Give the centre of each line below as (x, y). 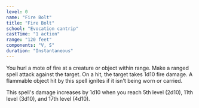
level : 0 (17, 12)
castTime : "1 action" (33, 34)
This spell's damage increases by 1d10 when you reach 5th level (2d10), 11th (99, 92)
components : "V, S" (30, 46)
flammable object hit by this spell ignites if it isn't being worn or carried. (94, 80)
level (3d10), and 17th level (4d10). (48, 98)
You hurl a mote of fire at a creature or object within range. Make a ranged (98, 68)
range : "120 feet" (29, 40)
